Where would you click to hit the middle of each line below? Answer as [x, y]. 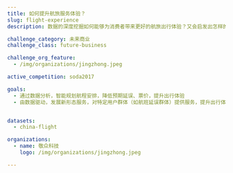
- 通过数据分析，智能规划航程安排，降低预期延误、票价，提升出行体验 [99, 95]
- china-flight [35, 127]
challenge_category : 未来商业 [49, 39]
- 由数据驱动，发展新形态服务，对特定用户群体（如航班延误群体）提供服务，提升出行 [117, 102]
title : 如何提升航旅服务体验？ [46, 13]
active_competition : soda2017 [51, 77]
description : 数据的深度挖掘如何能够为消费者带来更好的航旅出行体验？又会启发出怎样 [115, 26]
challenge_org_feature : [42, 58]
